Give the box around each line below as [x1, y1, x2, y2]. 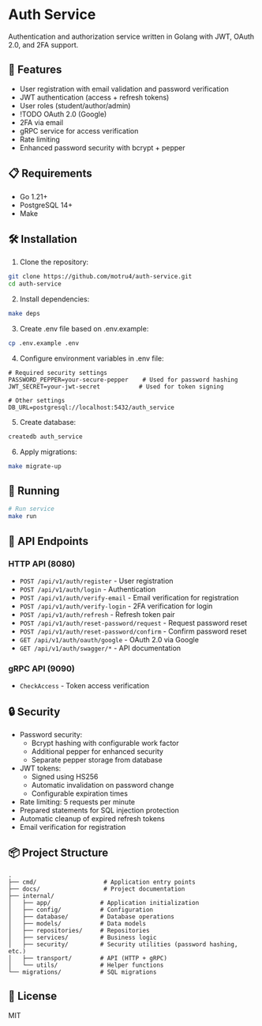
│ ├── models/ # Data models [8, 919, 147, 927]
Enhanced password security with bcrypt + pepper [19, 142, 185, 152]
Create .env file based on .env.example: [19, 324, 149, 333]
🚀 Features [8, 63, 62, 77]
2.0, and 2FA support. [8, 40, 79, 49]
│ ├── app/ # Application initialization [8, 899, 200, 907]
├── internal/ [8, 892, 55, 899]
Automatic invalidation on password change [31, 780, 174, 789]
